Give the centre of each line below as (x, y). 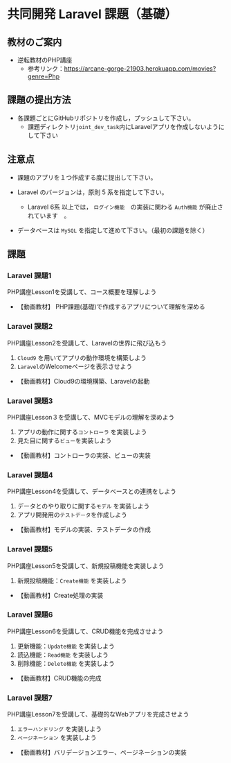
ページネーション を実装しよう (57, 738)
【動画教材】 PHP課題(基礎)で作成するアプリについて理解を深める (111, 307)
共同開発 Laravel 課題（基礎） (92, 14)
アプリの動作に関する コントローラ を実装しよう (82, 431)
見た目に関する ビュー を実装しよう (64, 440)
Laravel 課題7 (30, 698)
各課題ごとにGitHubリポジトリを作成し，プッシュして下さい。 (106, 118)
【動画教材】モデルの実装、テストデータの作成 (84, 530)
